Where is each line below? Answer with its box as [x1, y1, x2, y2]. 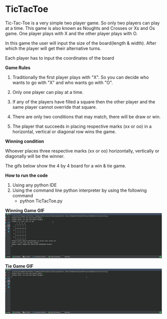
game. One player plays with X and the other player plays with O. [5, 30, 138, 36]
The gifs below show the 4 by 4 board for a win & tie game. [5, 162, 127, 168]
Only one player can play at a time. [12, 89, 83, 95]
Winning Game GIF [5, 207, 45, 213]
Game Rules [5, 65, 31, 71]
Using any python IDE [12, 182, 57, 188]
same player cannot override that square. [12, 104, 97, 110]
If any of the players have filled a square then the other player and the [12, 98, 156, 105]
